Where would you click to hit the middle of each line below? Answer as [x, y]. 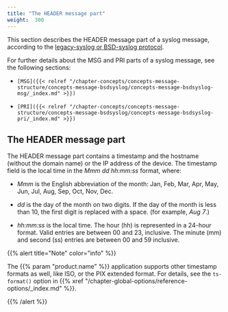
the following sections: [39, 67]
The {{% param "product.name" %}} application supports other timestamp [112, 267]
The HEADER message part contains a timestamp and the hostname [103, 156]
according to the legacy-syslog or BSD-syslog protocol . [86, 47]
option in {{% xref [59, 281]
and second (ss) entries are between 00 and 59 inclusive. [98, 240]
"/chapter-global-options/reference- [136, 281]
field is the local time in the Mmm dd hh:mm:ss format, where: [94, 171]
